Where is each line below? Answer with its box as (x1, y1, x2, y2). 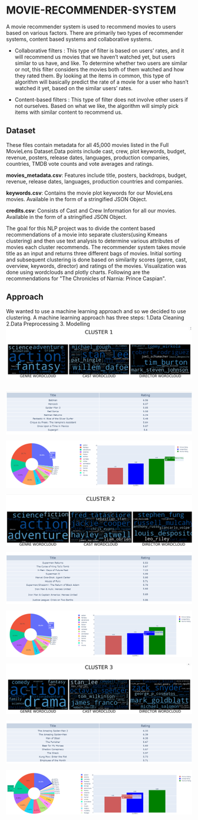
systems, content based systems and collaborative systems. (6, 35, 153, 42)
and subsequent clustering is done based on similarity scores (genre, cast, (6, 256, 187, 263)
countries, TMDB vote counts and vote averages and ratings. (6, 160, 154, 167)
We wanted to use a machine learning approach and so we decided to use (6, 307, 187, 314)
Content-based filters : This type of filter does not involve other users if (14, 96, 189, 103)
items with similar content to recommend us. (14, 109, 123, 116)
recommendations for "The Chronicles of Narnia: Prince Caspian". (6, 275, 166, 282)
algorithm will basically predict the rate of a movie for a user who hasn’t (14, 78, 189, 86)
